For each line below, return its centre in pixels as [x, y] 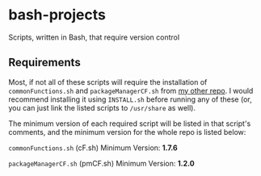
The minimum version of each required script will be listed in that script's [130, 124]
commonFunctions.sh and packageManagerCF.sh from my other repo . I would [131, 90]
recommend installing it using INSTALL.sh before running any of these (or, [130, 99]
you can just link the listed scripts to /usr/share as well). [102, 107]
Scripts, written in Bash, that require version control [94, 37]
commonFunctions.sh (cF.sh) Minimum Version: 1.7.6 [93, 148]
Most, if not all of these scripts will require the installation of [108, 82]
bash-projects [57, 15]
